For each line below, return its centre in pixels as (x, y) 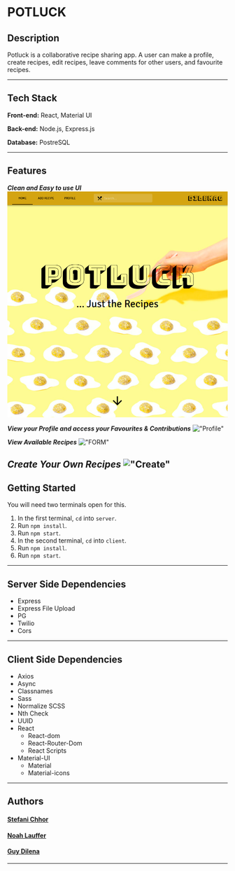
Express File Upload (46, 608)
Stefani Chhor (28, 819)
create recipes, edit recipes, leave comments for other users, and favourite (115, 62)
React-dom (44, 736)
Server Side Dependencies (67, 584)
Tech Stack (32, 98)
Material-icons (49, 773)
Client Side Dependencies (65, 659)
